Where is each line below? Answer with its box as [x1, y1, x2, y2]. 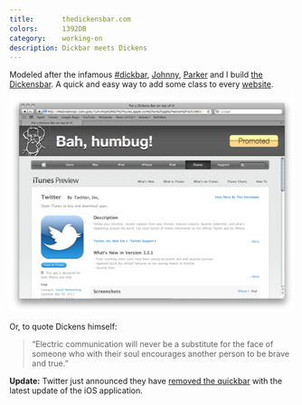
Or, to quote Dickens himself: [9, 321, 118, 332]
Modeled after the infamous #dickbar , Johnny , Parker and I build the [9, 69, 264, 81]
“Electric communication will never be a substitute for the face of [31, 338, 274, 349]
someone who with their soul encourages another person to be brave [31, 348, 290, 359]
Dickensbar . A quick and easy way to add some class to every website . [9, 79, 274, 90]
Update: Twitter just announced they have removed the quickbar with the [9, 375, 283, 386]
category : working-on [9, 34, 103, 43]
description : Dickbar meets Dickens [9, 43, 147, 53]
